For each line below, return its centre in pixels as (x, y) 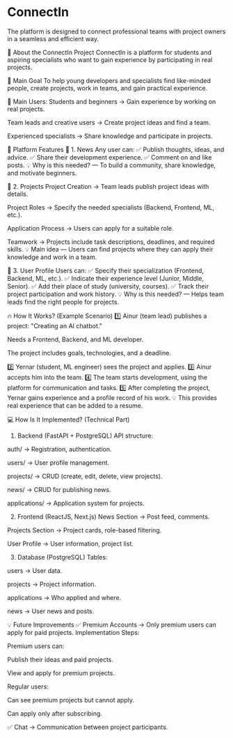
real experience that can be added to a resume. (75, 406)
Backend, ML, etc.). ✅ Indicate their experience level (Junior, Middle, (106, 278)
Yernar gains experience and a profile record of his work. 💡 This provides (112, 397)
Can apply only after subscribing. (55, 713)
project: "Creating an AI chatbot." (55, 325)
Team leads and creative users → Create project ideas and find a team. (109, 122)
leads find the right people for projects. (63, 302)
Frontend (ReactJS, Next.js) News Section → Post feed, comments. (113, 516)
